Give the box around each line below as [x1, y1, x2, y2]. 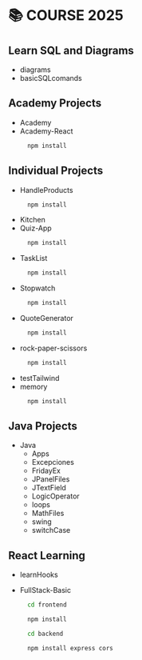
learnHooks [19, 570, 58, 580]
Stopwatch [19, 283, 56, 293]
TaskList [19, 254, 48, 263]
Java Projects [8, 419, 78, 433]
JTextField [31, 483, 66, 493]
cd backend [27, 630, 64, 638]
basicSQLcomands [19, 74, 82, 82]
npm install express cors [27, 644, 113, 652]
